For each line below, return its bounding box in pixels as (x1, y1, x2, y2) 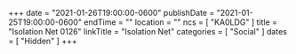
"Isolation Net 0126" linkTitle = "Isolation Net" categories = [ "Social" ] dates (8, 27, 288, 36)
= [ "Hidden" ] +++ (8, 35, 77, 46)
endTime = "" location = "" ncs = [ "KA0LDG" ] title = (83, 17, 277, 27)
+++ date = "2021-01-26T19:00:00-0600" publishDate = (8, 8, 215, 18)
